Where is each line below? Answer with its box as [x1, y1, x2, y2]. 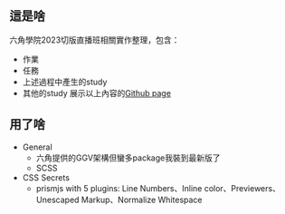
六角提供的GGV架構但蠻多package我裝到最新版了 [35, 152, 221, 163]
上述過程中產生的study [22, 76, 108, 87]
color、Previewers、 [204, 182, 280, 193]
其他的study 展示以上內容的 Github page [22, 87, 172, 98]
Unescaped [35, 194, 80, 205]
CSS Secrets [22, 171, 71, 183]
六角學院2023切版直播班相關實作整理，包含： [9, 34, 180, 45]
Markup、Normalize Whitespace [81, 194, 203, 205]
